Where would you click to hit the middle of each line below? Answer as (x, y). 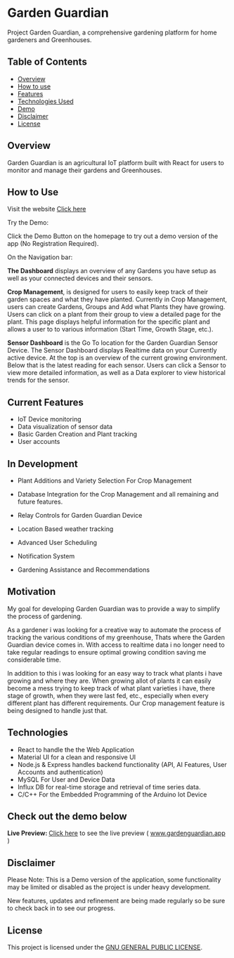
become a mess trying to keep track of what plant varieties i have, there (111, 688)
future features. (40, 501)
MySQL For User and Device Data (66, 779)
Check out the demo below (67, 816)
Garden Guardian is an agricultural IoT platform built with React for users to (116, 162)
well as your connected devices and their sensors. (80, 278)
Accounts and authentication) (60, 772)
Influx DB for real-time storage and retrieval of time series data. (109, 787)
